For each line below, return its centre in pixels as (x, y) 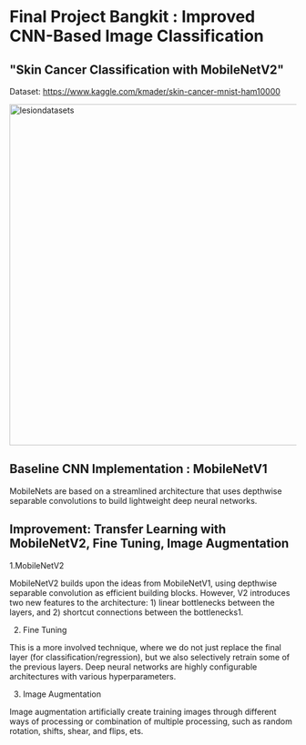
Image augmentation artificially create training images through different (143, 711)
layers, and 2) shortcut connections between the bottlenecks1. (127, 612)
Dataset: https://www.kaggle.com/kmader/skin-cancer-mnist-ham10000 (145, 91)
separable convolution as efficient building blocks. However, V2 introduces (150, 592)
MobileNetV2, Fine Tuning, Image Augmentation (149, 544)
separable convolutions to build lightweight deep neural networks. (133, 500)
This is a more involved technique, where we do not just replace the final (146, 647)
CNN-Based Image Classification (137, 36)
